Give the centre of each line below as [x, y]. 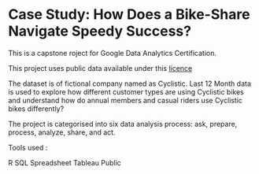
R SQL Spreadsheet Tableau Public [65, 162]
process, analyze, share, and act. [62, 132]
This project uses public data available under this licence [100, 68]
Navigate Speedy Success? [100, 31]
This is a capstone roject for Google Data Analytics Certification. [113, 53]
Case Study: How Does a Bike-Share [129, 15]
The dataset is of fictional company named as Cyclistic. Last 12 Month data [130, 83]
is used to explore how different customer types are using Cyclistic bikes [126, 91]
